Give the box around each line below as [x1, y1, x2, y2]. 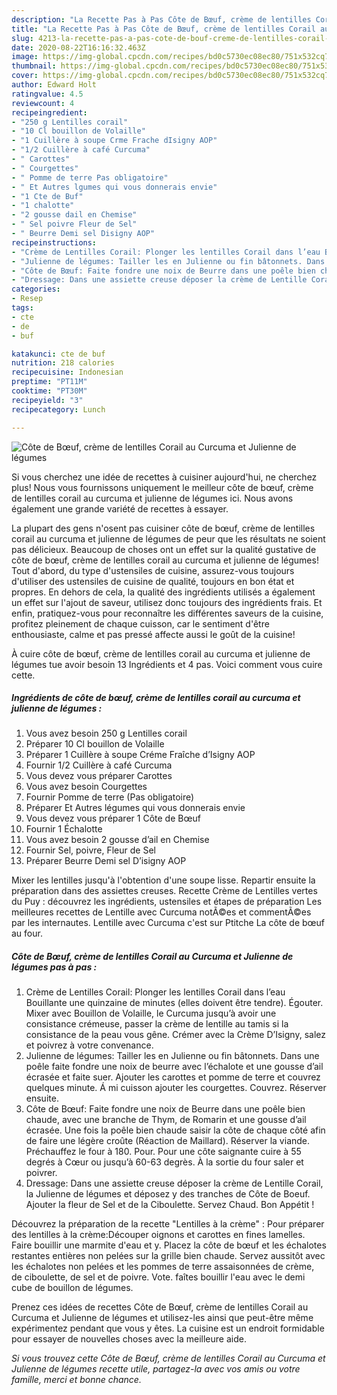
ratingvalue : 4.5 [11, 89, 84, 99]
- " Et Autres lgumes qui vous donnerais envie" [11, 182, 218, 192]
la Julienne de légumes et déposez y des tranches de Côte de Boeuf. [25, 1188, 311, 1200]
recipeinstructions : [11, 237, 98, 248]
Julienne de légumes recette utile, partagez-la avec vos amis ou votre [11, 1363, 301, 1375]
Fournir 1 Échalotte [25, 823, 103, 835]
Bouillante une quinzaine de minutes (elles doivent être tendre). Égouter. [25, 997, 324, 1009]
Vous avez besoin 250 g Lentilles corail [25, 727, 188, 740]
